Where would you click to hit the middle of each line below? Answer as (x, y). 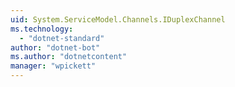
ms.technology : (42, 29)
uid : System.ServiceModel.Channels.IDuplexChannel (118, 19)
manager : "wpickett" (53, 66)
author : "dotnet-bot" (55, 47)
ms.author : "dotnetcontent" (69, 57)
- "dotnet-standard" (62, 38)
